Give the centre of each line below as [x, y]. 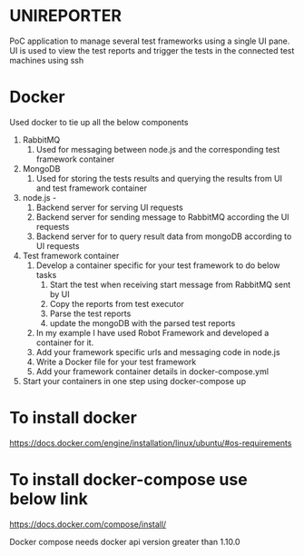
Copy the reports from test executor [117, 303]
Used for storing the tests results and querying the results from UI [159, 178]
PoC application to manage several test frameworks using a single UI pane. [150, 41]
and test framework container [92, 188]
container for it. [65, 343]
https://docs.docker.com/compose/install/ [88, 524]
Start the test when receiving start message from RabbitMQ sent [170, 284]
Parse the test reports [90, 313]
